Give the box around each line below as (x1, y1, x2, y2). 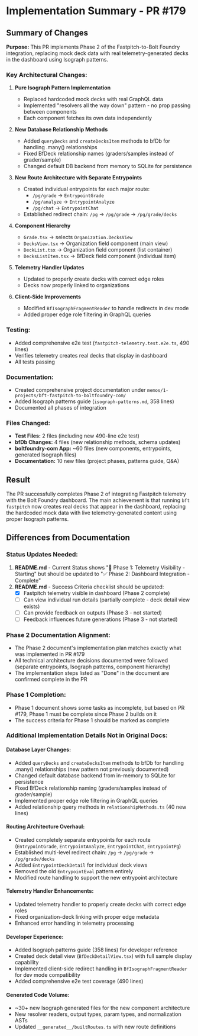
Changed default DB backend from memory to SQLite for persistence (23, 163, 192, 170)
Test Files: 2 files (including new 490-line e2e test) (14, 432, 140, 439)
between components (23, 108, 77, 115)
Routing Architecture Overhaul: (6, 823, 85, 830)
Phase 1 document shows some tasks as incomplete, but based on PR (14, 704, 185, 711)
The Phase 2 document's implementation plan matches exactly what (14, 644, 181, 652)
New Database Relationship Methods (14, 126, 108, 133)
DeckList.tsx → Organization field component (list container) (23, 246, 173, 253)
